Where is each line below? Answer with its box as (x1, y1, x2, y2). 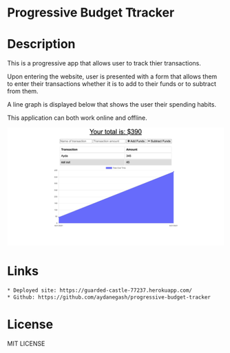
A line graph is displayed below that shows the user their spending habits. (7, 100, 217, 109)
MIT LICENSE (7, 339, 45, 348)
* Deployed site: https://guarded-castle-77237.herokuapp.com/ (7, 287, 193, 294)
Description (7, 36, 76, 52)
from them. (7, 87, 39, 96)
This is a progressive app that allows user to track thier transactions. (7, 59, 202, 67)
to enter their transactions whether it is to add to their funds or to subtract (7, 80, 217, 88)
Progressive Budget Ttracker (7, 5, 175, 21)
